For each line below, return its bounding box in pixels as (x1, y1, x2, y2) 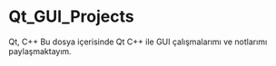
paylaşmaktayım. (8, 45, 72, 56)
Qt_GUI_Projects (8, 6, 134, 27)
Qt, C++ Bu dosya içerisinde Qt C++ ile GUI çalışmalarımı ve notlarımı (8, 36, 268, 47)
